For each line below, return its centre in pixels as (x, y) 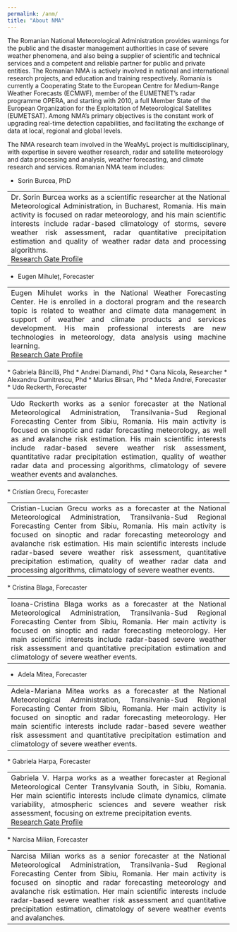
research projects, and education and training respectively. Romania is (110, 78)
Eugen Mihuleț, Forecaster (56, 276)
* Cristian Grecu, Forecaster (48, 491)
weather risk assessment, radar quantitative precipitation (119, 232)
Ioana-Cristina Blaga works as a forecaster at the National (119, 604)
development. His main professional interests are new (119, 328)
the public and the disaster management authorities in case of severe (108, 48)
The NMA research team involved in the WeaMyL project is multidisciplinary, (118, 144)
